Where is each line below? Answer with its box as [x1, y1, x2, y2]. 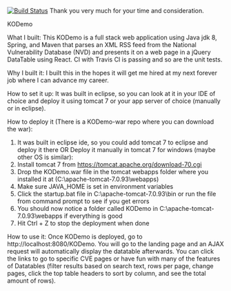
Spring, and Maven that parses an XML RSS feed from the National [7, 41, 197, 48]
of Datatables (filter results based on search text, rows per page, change [7, 262, 214, 270]
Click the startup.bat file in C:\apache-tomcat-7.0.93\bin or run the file [17, 190, 217, 198]
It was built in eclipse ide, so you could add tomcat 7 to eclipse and [17, 138, 208, 147]
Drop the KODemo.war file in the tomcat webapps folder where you [17, 168, 209, 176]
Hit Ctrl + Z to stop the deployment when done [17, 219, 150, 227]
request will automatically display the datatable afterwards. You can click [7, 247, 214, 255]
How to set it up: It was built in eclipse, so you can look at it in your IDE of [7, 90, 216, 97]
